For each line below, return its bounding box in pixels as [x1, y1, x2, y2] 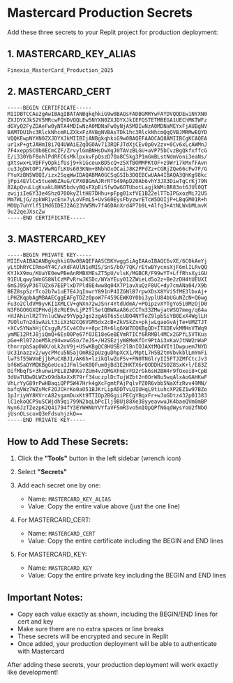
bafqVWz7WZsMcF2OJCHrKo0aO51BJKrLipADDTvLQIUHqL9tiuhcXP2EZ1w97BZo [7, 386, 208, 393]
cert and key [17, 617, 54, 626]
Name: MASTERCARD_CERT [27, 529, 96, 538]
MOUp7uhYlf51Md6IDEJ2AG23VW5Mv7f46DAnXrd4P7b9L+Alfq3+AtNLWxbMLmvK [7, 202, 208, 209]
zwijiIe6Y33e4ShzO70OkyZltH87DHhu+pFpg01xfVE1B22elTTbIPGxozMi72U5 [7, 190, 208, 197]
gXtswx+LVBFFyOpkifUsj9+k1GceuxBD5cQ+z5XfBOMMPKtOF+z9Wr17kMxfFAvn [7, 159, 208, 166]
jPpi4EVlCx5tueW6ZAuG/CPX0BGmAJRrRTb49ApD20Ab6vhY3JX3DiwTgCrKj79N [7, 177, 208, 184]
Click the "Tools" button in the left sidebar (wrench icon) [17, 454, 181, 462]
